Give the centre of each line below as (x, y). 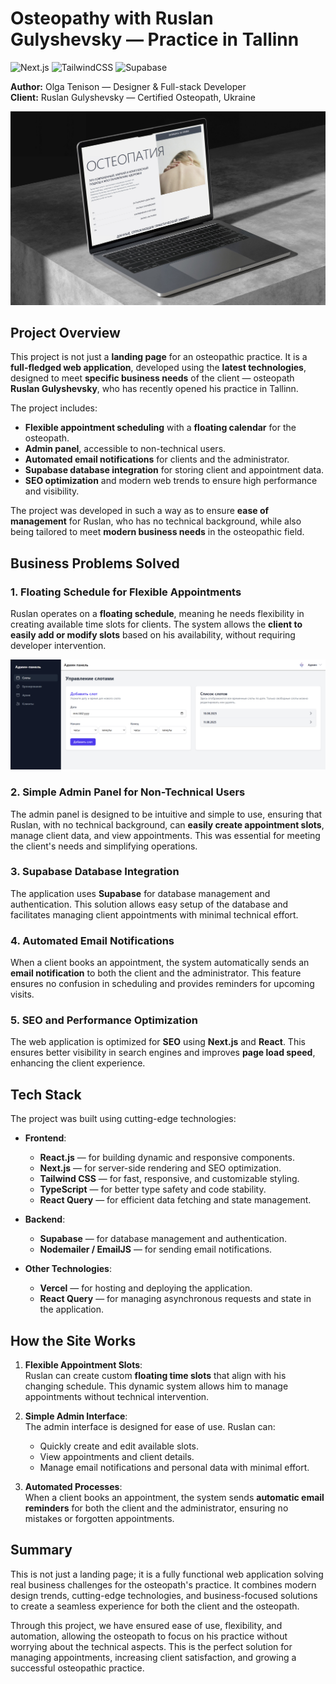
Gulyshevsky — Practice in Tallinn (155, 39)
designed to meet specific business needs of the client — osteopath (152, 378)
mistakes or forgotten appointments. (99, 1519)
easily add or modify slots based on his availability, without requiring (153, 635)
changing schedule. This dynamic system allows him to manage (156, 1386)
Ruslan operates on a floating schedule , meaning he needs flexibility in (157, 614)
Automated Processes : (73, 1487)
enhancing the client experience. (78, 1063)
